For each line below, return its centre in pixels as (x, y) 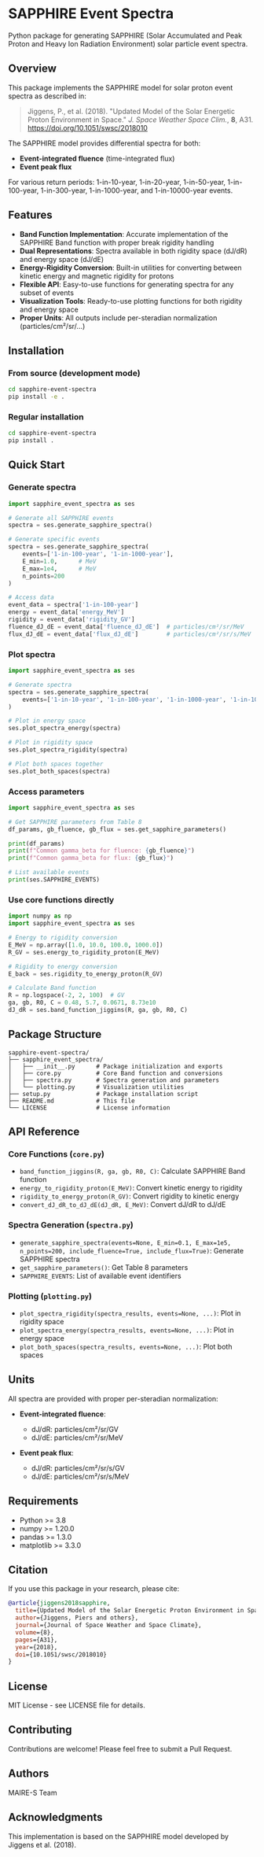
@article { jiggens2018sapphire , (59, 1603)
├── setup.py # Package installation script (103, 1094)
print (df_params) (37, 844)
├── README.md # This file (71, 1101)
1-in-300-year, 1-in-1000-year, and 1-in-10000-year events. (137, 190)
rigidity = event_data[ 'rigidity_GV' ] (71, 620)
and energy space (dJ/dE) (62, 259)
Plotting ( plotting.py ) (50, 1296)
